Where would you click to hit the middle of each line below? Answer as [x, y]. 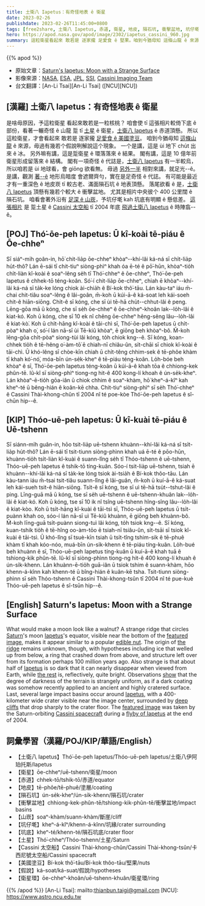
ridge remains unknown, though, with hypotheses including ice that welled [100, 648]
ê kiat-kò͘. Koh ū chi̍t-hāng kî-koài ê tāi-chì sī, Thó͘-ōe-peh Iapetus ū [92, 323]
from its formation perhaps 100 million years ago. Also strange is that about [101, 662]
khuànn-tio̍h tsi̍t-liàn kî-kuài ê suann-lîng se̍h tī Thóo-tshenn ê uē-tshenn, [99, 459]
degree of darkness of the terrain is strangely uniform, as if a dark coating [99, 681]
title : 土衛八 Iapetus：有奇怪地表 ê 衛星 [56, 12]
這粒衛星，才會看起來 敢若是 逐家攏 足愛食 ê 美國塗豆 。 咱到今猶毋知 [92, 138]
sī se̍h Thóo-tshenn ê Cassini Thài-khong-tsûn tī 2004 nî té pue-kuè [107, 579]
